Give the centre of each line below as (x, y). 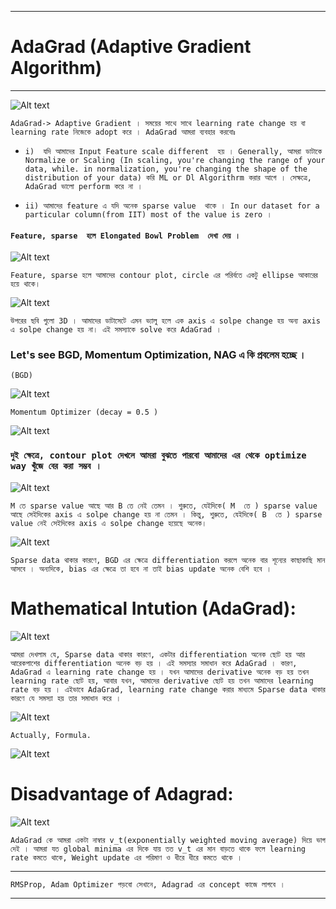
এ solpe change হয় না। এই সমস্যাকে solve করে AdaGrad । (116, 330)
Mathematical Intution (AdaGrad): (153, 608)
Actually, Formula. (51, 735)
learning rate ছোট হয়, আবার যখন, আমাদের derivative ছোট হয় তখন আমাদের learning (162, 681)
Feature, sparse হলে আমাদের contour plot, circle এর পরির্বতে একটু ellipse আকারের (164, 276)
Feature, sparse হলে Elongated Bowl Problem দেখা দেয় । (125, 236)
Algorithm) (56, 68)
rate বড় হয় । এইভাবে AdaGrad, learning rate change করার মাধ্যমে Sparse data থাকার (168, 689)
